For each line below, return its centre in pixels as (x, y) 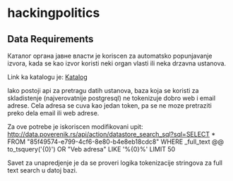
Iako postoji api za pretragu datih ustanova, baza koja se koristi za (103, 90)
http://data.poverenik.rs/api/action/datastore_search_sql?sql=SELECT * (112, 134)
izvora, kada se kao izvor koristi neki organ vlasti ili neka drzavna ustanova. (117, 63)
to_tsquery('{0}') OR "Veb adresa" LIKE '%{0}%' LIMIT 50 (91, 149)
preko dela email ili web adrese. (53, 113)
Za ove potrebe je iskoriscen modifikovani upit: (75, 127)
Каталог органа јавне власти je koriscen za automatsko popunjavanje (110, 56)
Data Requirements (50, 39)
